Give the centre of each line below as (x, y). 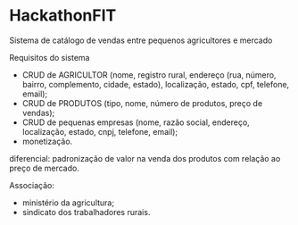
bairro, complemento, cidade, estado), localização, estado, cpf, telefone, (156, 84)
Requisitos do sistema (50, 57)
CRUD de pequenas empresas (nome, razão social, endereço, (136, 122)
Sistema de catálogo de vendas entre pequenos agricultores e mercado (141, 40)
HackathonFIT (63, 16)
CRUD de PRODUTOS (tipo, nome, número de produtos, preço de (142, 103)
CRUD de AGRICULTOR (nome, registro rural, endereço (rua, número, (149, 75)
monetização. (47, 141)
